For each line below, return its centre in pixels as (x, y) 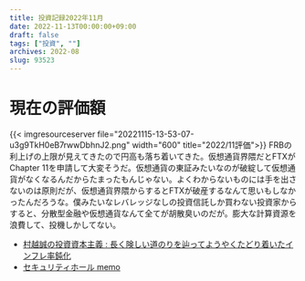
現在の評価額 (58, 108)
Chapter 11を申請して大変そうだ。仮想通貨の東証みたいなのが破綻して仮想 (148, 167)
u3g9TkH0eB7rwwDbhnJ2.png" (70, 145)
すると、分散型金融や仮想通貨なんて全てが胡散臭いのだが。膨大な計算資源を (153, 213)
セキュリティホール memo (71, 266)
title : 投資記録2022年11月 (57, 18)
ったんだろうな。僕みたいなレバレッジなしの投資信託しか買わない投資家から (153, 202)
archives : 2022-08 (44, 52)
